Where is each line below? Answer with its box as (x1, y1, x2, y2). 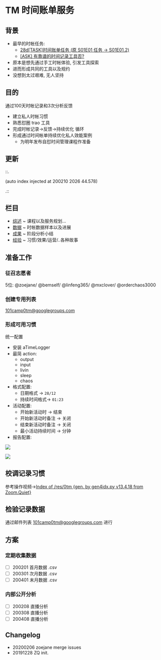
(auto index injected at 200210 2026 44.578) (5, 178, 98, 184)
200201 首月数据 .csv (12, 564, 57, 570)
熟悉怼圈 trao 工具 (12, 119, 50, 126)
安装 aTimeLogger (12, 344, 50, 350)
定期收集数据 (5, 552, 37, 559)
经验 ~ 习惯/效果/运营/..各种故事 (12, 237, 78, 243)
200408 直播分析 (12, 616, 49, 622)
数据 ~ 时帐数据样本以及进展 (12, 224, 71, 230)
